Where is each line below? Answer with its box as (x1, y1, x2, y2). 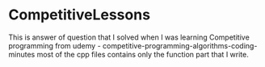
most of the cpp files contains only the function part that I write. (36, 49, 249, 59)
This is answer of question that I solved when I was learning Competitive (8, 32, 250, 42)
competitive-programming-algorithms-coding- (102, 40, 258, 50)
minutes (8, 49, 36, 59)
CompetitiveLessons (8, 6, 151, 24)
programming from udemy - (8, 40, 101, 50)
